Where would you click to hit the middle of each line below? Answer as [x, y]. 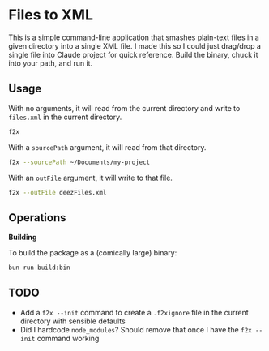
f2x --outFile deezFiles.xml [58, 192]
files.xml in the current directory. [65, 117]
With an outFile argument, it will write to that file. [90, 178]
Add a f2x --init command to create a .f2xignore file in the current [134, 312]
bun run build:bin [39, 268]
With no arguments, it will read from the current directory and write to [124, 108]
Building [23, 238]
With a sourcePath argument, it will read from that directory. [107, 147]
